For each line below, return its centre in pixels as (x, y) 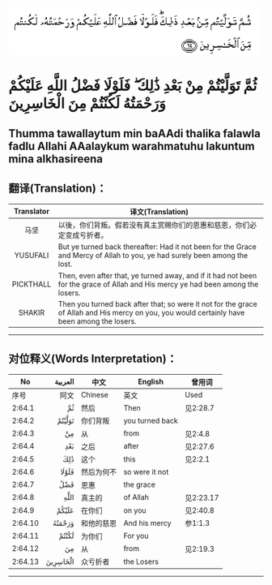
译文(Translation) (159, 211)
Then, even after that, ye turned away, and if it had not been (157, 275)
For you (136, 536)
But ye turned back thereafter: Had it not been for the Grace (157, 247)
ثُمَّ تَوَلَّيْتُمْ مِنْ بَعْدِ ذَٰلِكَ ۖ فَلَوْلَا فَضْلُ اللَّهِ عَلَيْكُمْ (133, 86)
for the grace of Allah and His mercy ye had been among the (158, 284)
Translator (32, 211)
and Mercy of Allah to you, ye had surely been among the (153, 256)
